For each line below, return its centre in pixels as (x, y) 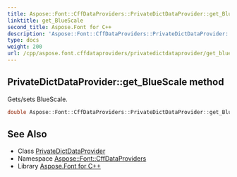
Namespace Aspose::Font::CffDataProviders (82, 159)
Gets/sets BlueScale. (38, 99)
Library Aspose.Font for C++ (59, 166)
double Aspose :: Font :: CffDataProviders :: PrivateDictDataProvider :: (109, 112)
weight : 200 (25, 47)
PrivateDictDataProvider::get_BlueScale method (116, 82)
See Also (27, 134)
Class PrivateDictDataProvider (61, 151)
